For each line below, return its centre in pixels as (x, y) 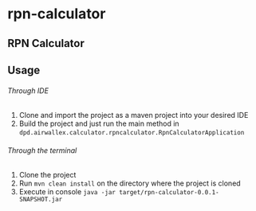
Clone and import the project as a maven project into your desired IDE (134, 115)
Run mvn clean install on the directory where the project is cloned (130, 183)
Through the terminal (42, 150)
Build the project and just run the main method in (99, 123)
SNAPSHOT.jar (41, 200)
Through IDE (28, 90)
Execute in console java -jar (67, 192)
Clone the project (47, 175)
